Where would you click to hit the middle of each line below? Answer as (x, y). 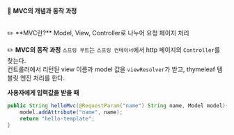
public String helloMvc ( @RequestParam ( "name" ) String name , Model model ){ (118, 106)
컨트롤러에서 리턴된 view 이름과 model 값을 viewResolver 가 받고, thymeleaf (111, 69)
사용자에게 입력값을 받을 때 (43, 92)
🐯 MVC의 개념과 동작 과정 (42, 11)
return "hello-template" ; (57, 118)
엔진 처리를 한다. (42, 78)
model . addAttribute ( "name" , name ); (71, 112)
